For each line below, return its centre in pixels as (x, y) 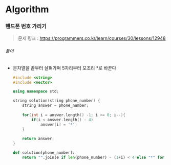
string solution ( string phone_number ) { (56, 101)
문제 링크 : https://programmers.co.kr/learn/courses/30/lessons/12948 (92, 38)
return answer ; (38, 139)
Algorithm (27, 9)
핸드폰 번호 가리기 (26, 27)
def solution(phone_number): (44, 153)
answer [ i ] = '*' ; (59, 124)
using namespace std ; (36, 91)
